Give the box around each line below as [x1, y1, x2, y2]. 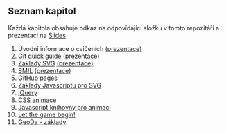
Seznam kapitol [8, 6, 76, 17]
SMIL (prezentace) [17, 66, 71, 74]
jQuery [17, 88, 37, 96]
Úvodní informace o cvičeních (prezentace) [17, 44, 142, 52]
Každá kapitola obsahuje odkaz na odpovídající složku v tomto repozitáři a [8, 23, 220, 32]
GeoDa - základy [17, 117, 67, 126]
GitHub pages [17, 74, 58, 82]
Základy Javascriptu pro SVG [17, 81, 102, 89]
